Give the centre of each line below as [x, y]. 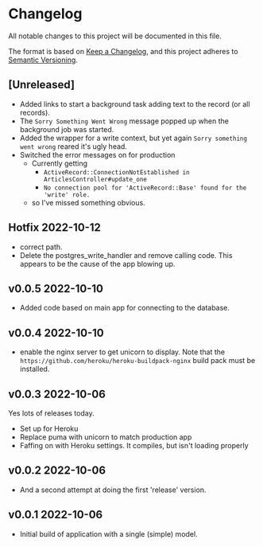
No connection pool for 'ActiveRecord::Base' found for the [145, 188]
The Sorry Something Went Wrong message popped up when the [124, 121]
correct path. [41, 247]
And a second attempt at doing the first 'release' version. [113, 490]
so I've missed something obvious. [88, 202]
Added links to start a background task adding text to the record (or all [135, 104]
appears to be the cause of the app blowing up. [97, 264]
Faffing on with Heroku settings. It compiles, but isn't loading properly [134, 445]
